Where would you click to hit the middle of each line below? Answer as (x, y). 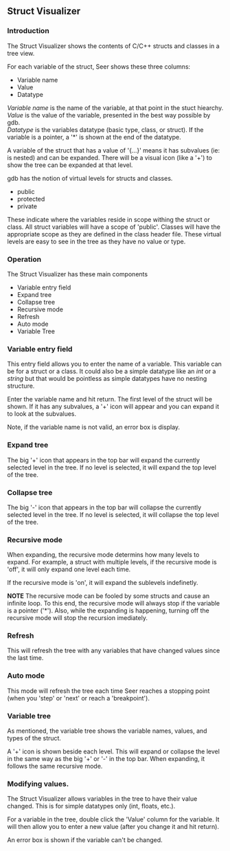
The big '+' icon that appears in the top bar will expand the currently (104, 460)
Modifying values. (38, 784)
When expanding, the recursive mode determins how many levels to (103, 555)
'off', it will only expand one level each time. (69, 569)
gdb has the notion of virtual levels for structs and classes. (90, 178)
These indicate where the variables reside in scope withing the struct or (109, 219)
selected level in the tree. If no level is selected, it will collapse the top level (113, 514)
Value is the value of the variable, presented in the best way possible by (109, 115)
